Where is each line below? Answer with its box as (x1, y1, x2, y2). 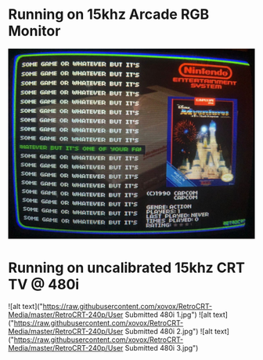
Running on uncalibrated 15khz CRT (8, 259, 245, 276)
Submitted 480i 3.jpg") (124, 343, 199, 352)
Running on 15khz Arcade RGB (8, 5, 210, 24)
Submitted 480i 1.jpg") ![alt (124, 310, 211, 319)
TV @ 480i (8, 275, 80, 293)
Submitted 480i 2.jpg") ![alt (124, 326, 213, 336)
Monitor (8, 22, 61, 40)
